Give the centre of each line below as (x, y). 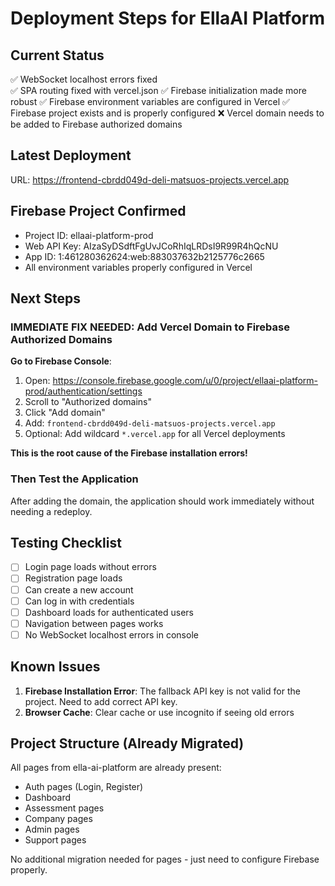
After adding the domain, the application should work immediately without (162, 501)
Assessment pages (64, 808)
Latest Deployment (71, 155)
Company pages (58, 819)
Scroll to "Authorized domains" (88, 402)
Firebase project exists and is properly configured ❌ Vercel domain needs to (167, 113)
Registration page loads (73, 578)
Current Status (57, 55)
